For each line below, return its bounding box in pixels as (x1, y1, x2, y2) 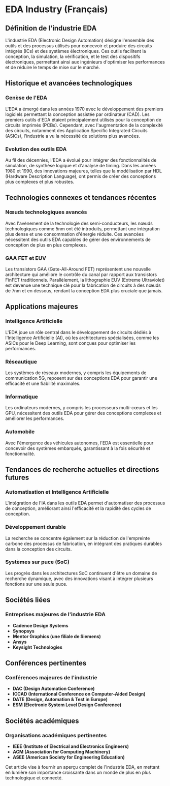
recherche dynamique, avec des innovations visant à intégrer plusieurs (5, 576, 153, 582)
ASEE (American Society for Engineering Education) (12, 754, 125, 760)
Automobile (5, 428, 35, 435)
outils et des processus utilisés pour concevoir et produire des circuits (5, 43, 152, 49)
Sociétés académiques (5, 716, 80, 725)
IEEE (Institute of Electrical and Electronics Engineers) (12, 743, 129, 749)
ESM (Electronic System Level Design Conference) (12, 702, 122, 708)
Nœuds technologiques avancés (5, 208, 87, 216)
